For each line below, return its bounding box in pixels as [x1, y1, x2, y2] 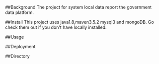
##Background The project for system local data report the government [5, 4, 152, 10]
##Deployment [5, 44, 36, 49]
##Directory [5, 53, 30, 59]
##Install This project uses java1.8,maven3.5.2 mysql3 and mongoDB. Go [5, 19, 154, 25]
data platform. [5, 9, 34, 15]
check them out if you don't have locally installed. [5, 24, 107, 30]
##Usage [5, 34, 24, 40]
